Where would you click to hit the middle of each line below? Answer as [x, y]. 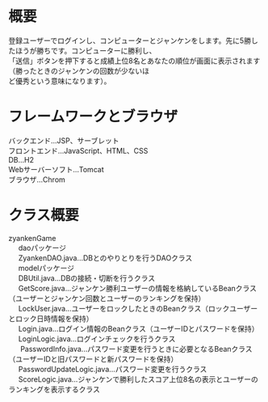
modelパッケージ [46, 268]
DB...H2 [21, 159]
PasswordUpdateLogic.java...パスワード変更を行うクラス [113, 369]
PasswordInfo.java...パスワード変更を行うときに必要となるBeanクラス [136, 349]
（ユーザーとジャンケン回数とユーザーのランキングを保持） [107, 298]
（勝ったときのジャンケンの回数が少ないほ [79, 70]
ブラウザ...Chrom [37, 180]
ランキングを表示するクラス [54, 389]
